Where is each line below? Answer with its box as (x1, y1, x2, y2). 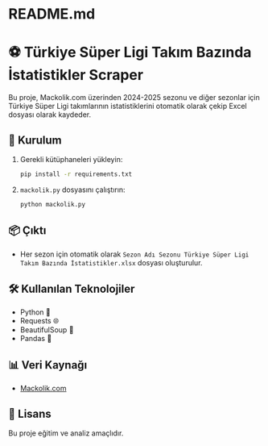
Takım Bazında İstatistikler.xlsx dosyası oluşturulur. (19, 257, 203, 267)
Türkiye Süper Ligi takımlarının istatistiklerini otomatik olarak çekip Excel (8, 102, 247, 111)
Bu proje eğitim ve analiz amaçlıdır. (8, 428, 124, 438)
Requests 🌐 (19, 316, 60, 326)
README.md (8, 5, 96, 23)
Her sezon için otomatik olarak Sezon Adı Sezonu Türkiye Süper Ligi (19, 249, 249, 259)
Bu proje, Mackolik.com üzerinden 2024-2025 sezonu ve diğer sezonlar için (8, 93, 260, 102)
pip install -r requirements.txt (19, 170, 133, 178)
